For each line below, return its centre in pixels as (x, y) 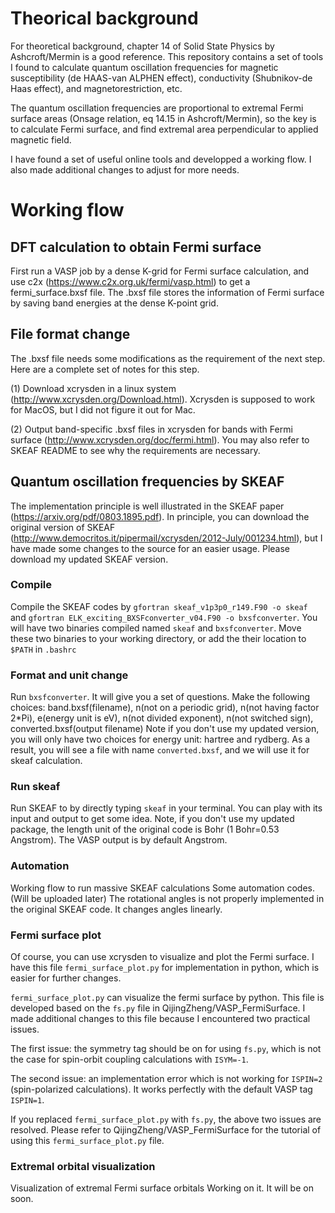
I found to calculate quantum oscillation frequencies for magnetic (144, 67)
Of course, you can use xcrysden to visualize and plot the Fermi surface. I (162, 957)
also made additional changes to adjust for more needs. (125, 169)
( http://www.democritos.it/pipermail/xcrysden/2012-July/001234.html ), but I (166, 538)
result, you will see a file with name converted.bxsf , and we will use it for (160, 750)
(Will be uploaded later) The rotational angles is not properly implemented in (167, 898)
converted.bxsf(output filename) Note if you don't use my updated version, (165, 729)
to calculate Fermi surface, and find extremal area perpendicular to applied (164, 129)
